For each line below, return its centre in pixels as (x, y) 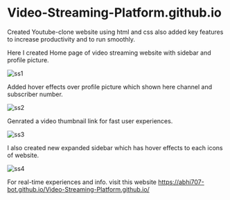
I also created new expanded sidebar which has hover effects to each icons (115, 147)
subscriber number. (35, 94)
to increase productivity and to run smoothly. (71, 39)
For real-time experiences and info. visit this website (82, 182)
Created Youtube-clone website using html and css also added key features (115, 32)
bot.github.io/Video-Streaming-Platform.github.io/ (79, 189)
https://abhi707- (181, 182)
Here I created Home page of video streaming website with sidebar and (109, 53)
